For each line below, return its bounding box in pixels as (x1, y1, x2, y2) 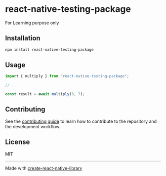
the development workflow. (5, 123, 61, 129)
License (5, 138, 30, 146)
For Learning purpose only (5, 20, 59, 26)
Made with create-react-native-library (5, 165, 83, 171)
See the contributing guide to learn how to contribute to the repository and (5, 118, 157, 124)
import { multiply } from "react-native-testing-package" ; (5, 74, 129, 79)
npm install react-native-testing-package (5, 47, 94, 52)
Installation (5, 34, 41, 42)
